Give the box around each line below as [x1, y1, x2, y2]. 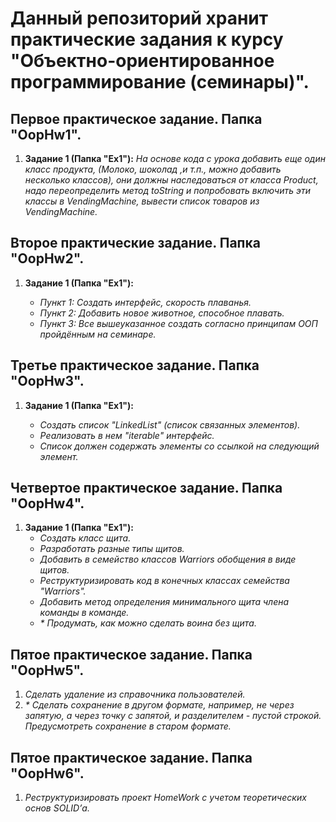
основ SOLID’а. [24, 802, 90, 814]
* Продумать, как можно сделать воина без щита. [39, 617, 257, 629]
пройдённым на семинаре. [39, 328, 157, 340]
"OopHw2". [10, 250, 85, 267]
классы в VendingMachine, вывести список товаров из [24, 195, 260, 207]
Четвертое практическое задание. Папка [10, 480, 283, 497]
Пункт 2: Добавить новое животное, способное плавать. [39, 307, 285, 319]
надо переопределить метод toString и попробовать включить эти [24, 185, 311, 196]
